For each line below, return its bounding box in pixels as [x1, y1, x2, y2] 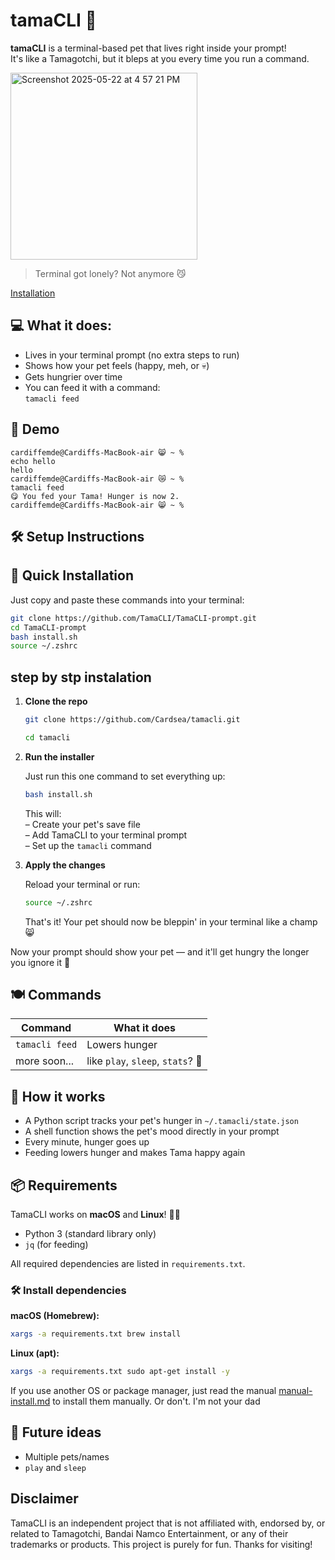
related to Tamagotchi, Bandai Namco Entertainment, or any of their [10, 1527, 289, 1539]
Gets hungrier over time [24, 370, 123, 383]
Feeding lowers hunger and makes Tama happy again [24, 1147, 246, 1159]
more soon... [15, 1054, 74, 1068]
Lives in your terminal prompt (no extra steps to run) [24, 349, 240, 361]
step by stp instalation [10, 669, 152, 686]
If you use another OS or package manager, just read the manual [10, 1385, 277, 1397]
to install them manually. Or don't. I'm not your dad [52, 1395, 261, 1408]
